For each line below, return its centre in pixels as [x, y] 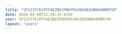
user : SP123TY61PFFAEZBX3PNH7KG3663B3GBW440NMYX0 [58, 19]
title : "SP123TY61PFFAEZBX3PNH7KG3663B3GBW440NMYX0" [62, 10]
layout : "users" [22, 24]
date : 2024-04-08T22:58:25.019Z [39, 14]
